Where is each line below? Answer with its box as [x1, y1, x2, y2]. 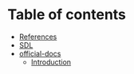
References [18, 32, 57, 41]
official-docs [18, 49, 61, 58]
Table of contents [7, 6, 127, 24]
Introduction [30, 57, 72, 67]
